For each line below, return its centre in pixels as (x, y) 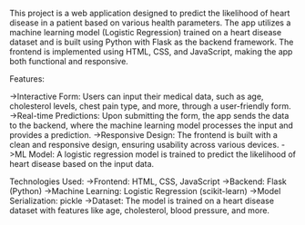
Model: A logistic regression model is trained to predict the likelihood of (163, 154)
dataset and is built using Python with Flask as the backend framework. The (152, 42)
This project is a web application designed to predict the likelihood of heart (150, 13)
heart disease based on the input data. (82, 164)
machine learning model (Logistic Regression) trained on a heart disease (146, 32)
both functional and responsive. (69, 61)
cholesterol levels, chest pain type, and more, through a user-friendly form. (150, 106)
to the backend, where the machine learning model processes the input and (152, 125)
